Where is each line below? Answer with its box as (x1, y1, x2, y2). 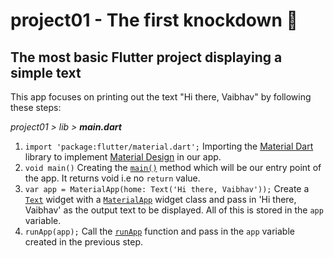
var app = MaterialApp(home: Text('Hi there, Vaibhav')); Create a (24, 183, 310, 194)
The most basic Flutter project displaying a (10, 49, 283, 66)
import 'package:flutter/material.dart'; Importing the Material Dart (24, 140, 314, 152)
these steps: (10, 102, 62, 113)
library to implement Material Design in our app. (24, 151, 222, 163)
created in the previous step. (24, 236, 144, 248)
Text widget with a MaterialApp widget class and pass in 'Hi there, (24, 194, 297, 205)
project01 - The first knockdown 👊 (10, 9, 298, 32)
